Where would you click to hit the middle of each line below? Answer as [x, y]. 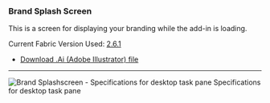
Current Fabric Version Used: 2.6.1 [65, 44]
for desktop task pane [45, 91]
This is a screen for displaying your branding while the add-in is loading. [128, 29]
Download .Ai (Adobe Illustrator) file [79, 59]
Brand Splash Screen [50, 11]
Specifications [237, 82]
